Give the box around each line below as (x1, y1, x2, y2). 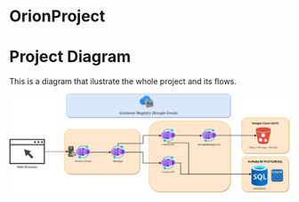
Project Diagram (9, 47, 132, 67)
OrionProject (9, 6, 106, 27)
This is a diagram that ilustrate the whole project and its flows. (9, 76, 238, 87)
